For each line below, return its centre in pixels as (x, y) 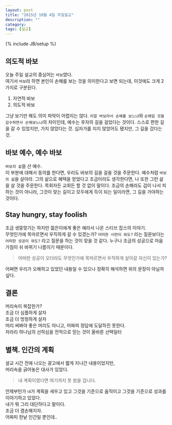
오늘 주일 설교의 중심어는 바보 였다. (39, 75)
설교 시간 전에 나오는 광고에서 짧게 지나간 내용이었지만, (60, 363)
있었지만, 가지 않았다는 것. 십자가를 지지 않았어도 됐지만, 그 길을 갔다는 (92, 128)
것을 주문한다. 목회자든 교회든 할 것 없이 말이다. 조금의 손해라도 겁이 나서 (89, 185)
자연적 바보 (24, 98)
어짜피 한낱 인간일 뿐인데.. (31, 417)
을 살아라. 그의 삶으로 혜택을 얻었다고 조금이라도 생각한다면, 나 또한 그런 (86, 179)
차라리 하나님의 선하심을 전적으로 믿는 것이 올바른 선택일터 (64, 332)
